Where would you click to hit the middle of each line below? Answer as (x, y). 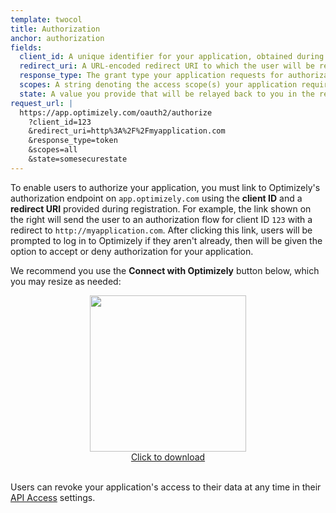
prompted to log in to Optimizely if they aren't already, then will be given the (166, 240)
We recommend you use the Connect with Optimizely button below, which (165, 270)
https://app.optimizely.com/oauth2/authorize (116, 112)
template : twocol (46, 19)
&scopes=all (53, 150)
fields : (26, 47)
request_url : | (42, 103)
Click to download (168, 457)
